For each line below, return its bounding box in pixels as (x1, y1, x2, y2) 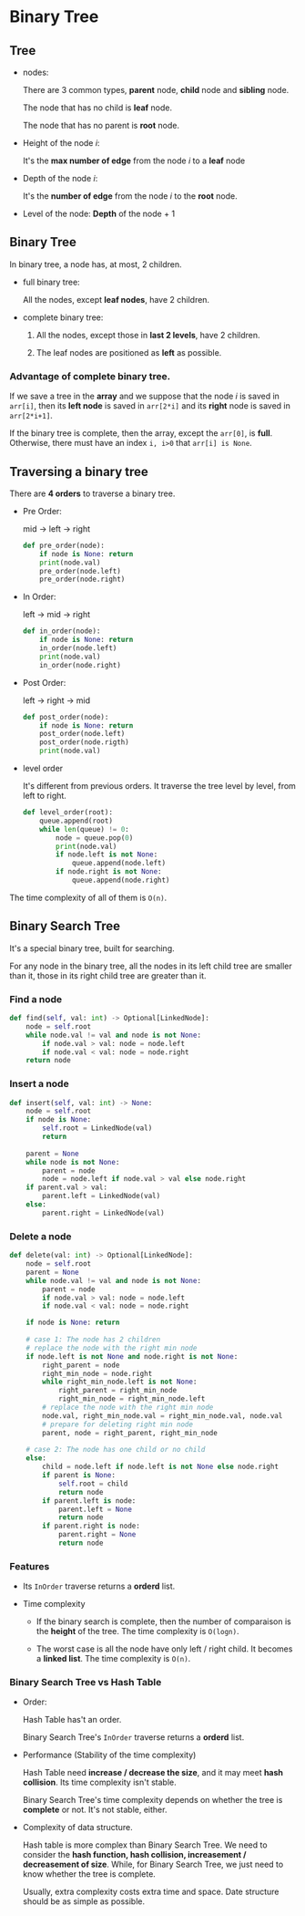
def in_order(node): (22, 627, 101, 636)
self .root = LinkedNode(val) (42, 1124, 153, 1133)
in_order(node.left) (39, 644, 117, 653)
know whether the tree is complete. (22, 1869, 157, 1880)
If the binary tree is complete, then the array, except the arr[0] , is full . (9, 428, 273, 439)
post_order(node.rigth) (39, 738, 129, 747)
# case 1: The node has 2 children (25, 1335, 161, 1344)
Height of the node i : (22, 138, 100, 148)
